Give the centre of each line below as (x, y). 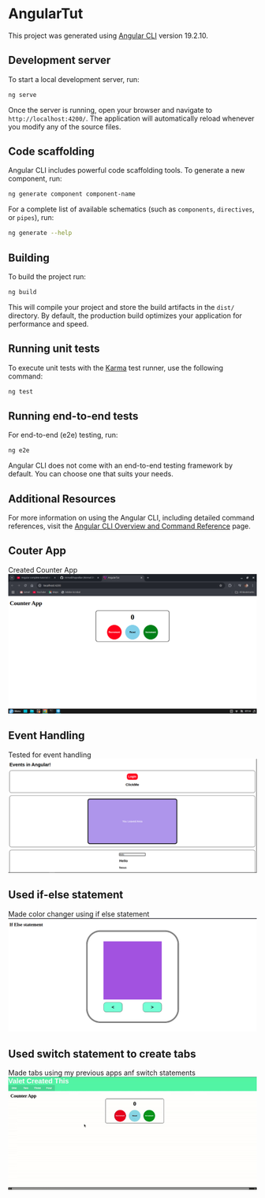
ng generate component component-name (72, 194)
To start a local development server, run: (74, 79)
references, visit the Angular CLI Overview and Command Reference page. (129, 526)
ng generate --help (40, 233)
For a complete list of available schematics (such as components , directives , (131, 209)
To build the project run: (47, 276)
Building (29, 258)
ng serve (22, 95)
